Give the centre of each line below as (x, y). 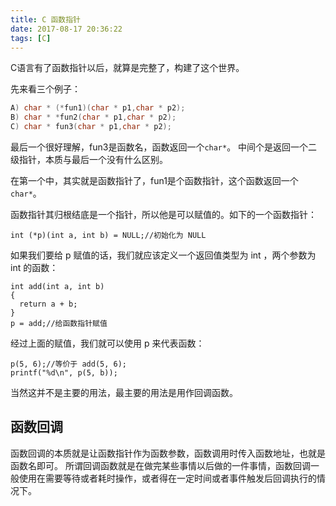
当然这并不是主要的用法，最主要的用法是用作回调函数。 (124, 392)
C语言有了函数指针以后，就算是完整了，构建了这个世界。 (127, 68)
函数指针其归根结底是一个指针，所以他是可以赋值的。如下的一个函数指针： (163, 214)
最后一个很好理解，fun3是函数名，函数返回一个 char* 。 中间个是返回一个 (159, 147)
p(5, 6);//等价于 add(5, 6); (69, 364)
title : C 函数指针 (46, 19)
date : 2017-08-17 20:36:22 (66, 29)
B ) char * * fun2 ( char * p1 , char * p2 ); (93, 117)
